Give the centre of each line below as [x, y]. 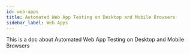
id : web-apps [22, 12]
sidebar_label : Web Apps [37, 23]
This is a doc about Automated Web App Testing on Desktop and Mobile [95, 40]
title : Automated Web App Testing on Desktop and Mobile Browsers [91, 17]
